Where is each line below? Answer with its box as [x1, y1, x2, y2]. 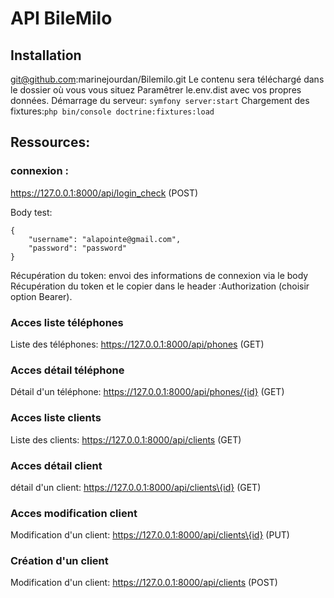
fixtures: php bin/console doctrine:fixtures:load [10, 105, 215, 117]
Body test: [10, 206, 53, 218]
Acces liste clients [10, 411, 102, 425]
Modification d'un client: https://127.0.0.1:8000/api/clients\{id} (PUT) [10, 529, 290, 541]
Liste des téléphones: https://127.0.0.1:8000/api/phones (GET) [10, 338, 265, 350]
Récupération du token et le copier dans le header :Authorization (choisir [10, 280, 310, 292]
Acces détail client [10, 458, 103, 472]
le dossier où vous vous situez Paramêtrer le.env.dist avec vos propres [10, 84, 302, 96]
